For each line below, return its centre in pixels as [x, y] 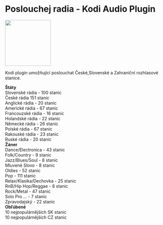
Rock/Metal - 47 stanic [28, 191]
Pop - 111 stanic [20, 176]
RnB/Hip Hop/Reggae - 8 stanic [36, 186]
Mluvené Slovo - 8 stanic [30, 165]
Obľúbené [16, 207]
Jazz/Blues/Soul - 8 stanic [32, 160]
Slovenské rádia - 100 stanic [33, 92]
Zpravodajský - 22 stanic [30, 202]
